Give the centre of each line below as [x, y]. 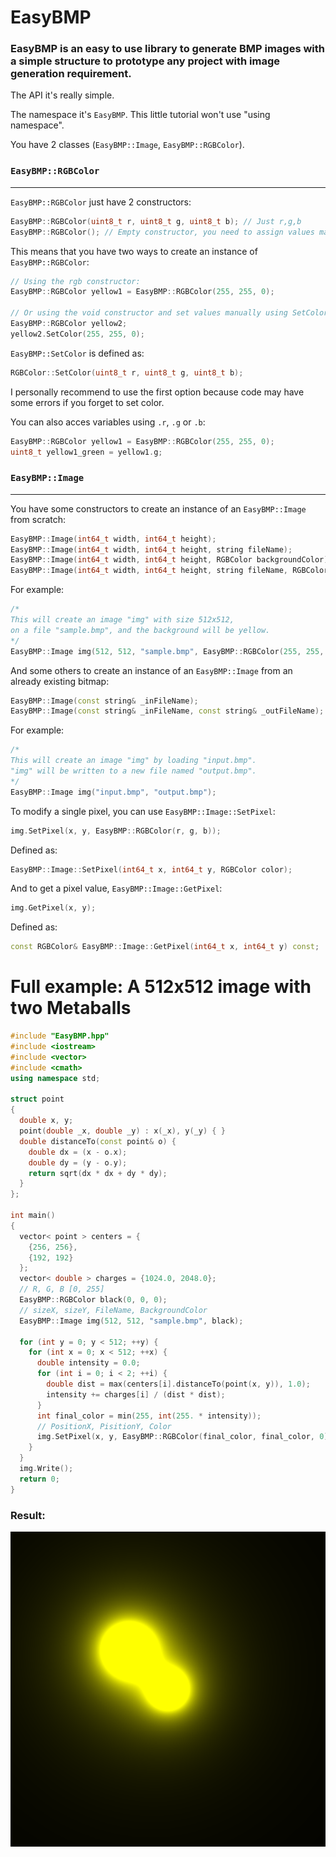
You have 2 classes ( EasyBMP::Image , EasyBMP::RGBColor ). [127, 145]
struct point [37, 1099]
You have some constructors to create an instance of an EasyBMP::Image [158, 508]
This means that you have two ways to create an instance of [134, 251]
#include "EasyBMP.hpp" [60, 1036]
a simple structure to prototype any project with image [145, 61]
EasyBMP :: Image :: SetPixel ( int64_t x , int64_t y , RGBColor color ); [151, 869]
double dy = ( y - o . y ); [78, 1162]
